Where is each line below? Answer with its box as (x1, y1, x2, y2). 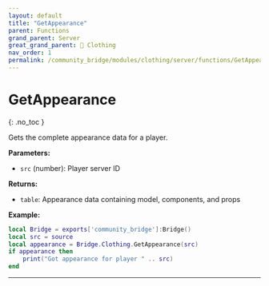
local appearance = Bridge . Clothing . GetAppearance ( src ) (8, 240, 199, 248)
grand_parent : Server (8, 34, 81, 42)
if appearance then (8, 248, 74, 256)
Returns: (8, 179, 38, 189)
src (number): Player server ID (19, 163, 121, 173)
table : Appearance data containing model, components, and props (19, 194, 241, 204)
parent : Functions (8, 26, 70, 34)
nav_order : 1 (8, 49, 52, 57)
